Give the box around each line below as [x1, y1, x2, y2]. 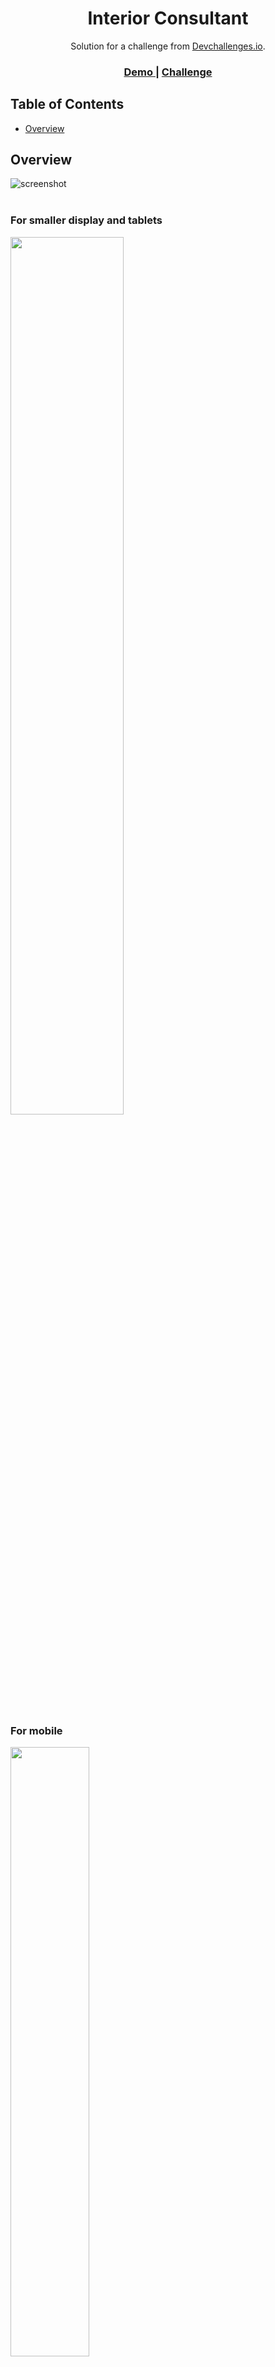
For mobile [10, 1723, 63, 1737]
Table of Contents [10, 96, 125, 113]
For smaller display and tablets [10, 213, 163, 227]
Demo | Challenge [123, 65, 213, 79]
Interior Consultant [87, 7, 249, 30]
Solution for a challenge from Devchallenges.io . [70, 40, 266, 52]
